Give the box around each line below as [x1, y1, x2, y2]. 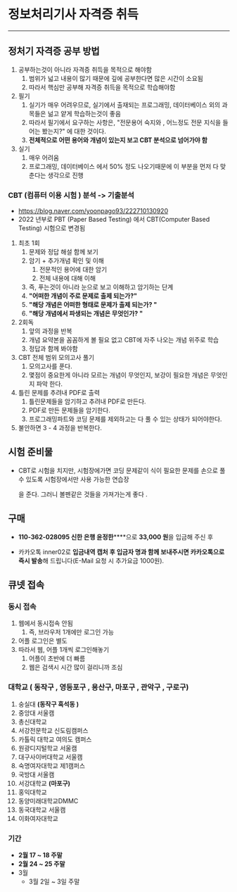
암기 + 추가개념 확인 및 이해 [28, 256, 105, 265]
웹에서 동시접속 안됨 [18, 619, 73, 627]
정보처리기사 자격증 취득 [8, 6, 139, 23]
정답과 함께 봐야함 [28, 344, 78, 353]
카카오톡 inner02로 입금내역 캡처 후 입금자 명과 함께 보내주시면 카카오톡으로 [18, 547, 225, 556]
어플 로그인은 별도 [18, 636, 68, 645]
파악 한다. [36, 379, 63, 388]
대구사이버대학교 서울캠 [18, 753, 83, 761]
